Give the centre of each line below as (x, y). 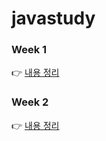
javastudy (53, 18)
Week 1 (29, 50)
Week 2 (30, 102)
